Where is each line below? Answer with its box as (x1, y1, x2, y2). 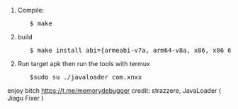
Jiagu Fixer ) (7, 94, 44, 102)
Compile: (17, 6, 45, 14)
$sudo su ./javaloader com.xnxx (29, 73, 142, 81)
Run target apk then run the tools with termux (17, 60, 150, 68)
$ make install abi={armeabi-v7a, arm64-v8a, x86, (29, 46, 210, 54)
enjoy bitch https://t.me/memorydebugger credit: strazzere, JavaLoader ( (7, 86, 222, 94)
